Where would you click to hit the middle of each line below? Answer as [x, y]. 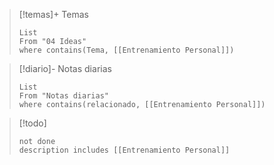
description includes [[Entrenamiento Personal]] [124, 150]
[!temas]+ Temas [53, 14]
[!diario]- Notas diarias [65, 68]
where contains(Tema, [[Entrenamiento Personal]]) [126, 50]
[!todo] [32, 123]
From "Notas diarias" [63, 96]
